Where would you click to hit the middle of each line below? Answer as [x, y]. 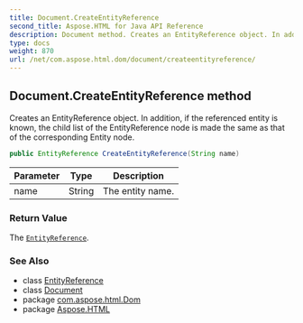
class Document [52, 291]
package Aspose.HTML [66, 309]
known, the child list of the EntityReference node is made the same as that [147, 127]
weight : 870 [32, 51]
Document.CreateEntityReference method [131, 96]
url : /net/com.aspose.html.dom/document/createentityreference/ [133, 60]
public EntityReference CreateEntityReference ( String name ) [125, 153]
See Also [29, 261]
